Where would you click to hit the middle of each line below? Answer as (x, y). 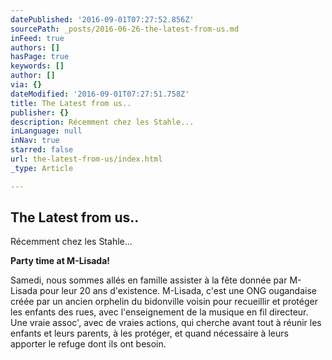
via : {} (26, 85)
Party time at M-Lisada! (60, 261)
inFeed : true (37, 38)
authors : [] (35, 47)
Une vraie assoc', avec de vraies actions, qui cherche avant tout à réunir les (166, 323)
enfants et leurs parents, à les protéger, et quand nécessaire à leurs (149, 333)
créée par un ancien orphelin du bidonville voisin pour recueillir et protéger (164, 302)
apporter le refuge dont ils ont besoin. (88, 344)
